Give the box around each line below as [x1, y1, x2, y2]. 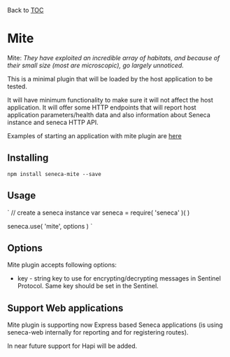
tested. [7, 82, 28, 90]
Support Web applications [7, 302, 124, 314]
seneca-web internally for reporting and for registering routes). [7, 328, 189, 337]
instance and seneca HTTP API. [7, 118, 99, 126]
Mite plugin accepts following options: [7, 261, 117, 269]
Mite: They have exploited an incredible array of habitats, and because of [7, 53, 220, 62]
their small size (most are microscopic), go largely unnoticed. [7, 61, 184, 69]
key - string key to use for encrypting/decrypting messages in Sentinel [17, 274, 222, 283]
